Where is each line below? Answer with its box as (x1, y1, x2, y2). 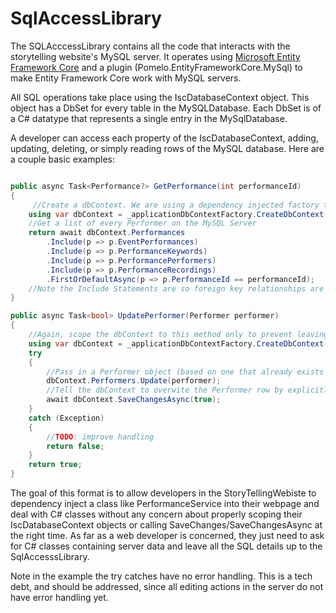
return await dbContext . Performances (28, 228, 186, 238)
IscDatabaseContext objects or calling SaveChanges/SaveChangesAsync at (10, 519, 323, 531)
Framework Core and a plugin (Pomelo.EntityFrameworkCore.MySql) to (10, 61, 303, 73)
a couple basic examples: (10, 153, 115, 165)
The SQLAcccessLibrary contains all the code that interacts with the (10, 40, 291, 52)
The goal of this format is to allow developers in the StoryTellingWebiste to (10, 487, 317, 499)
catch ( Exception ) (28, 413, 105, 423)
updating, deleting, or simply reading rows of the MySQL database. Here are (10, 142, 325, 154)
